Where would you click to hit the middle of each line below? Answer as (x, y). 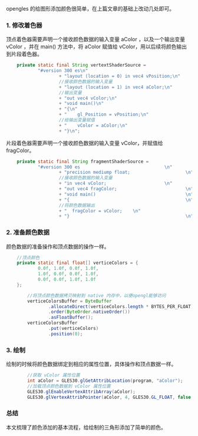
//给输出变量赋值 (77, 120)
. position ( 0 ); (65, 334)
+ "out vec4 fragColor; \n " (126, 189)
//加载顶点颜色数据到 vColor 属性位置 (69, 386)
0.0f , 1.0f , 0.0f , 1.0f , (68, 269)
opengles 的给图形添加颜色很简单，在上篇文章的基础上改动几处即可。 (90, 9)
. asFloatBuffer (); (71, 318)
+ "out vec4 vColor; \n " (88, 98)
